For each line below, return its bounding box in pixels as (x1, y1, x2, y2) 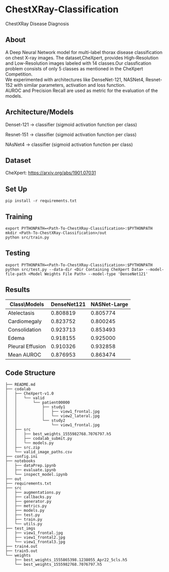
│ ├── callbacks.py (5, 494, 52, 500)
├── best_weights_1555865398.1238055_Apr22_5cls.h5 (14, 558, 127, 563)
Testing (5, 249, 30, 257)
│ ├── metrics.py (5, 504, 47, 509)
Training (5, 212, 33, 221)
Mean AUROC (8, 351, 42, 358)
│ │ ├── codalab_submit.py (5, 436, 72, 441)
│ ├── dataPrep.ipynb (5, 463, 57, 468)
